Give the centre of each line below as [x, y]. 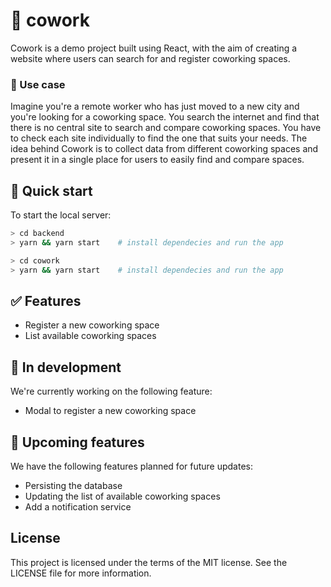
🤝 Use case [38, 84]
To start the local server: [61, 215]
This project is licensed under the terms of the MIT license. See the [149, 562]
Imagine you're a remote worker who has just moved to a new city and [155, 106]
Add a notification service [78, 506]
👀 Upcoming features [77, 442]
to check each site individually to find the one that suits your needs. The [159, 138]
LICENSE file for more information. [81, 573]
